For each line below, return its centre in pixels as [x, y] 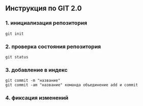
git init [15, 34]
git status [17, 57]
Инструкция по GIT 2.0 [44, 8]
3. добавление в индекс [37, 70]
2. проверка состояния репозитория [53, 47]
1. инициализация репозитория [46, 23]
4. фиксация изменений [37, 98]
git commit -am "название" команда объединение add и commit [72, 85]
